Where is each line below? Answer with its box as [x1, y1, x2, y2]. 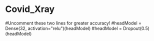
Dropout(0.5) [123, 25, 150, 31]
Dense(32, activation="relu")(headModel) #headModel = [5, 25, 122, 31]
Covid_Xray [5, 3, 55, 15]
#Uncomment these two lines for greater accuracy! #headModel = [5, 20, 141, 26]
